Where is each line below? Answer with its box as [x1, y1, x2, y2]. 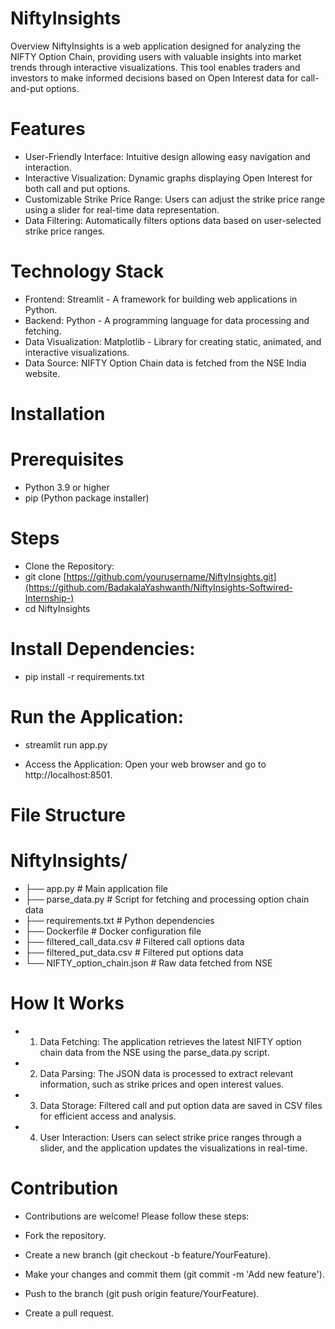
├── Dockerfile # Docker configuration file [24, 925, 202, 937]
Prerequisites [10, 448, 125, 471]
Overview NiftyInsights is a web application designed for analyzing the [10, 40, 301, 52]
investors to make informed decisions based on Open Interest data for [10, 72, 299, 84]
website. [24, 367, 61, 379]
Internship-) [24, 592, 75, 604]
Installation [10, 403, 106, 425]
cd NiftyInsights [24, 602, 91, 614]
